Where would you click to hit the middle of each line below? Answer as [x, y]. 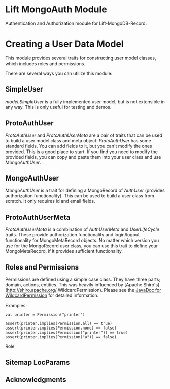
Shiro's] [151, 285]
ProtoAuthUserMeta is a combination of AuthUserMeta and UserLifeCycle [82, 229]
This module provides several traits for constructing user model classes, [81, 58]
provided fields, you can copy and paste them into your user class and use [83, 157]
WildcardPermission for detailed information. [52, 295]
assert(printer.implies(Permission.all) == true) [59, 323]
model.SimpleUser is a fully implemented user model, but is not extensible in [85, 101]
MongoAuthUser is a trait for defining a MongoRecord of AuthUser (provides [85, 190]
